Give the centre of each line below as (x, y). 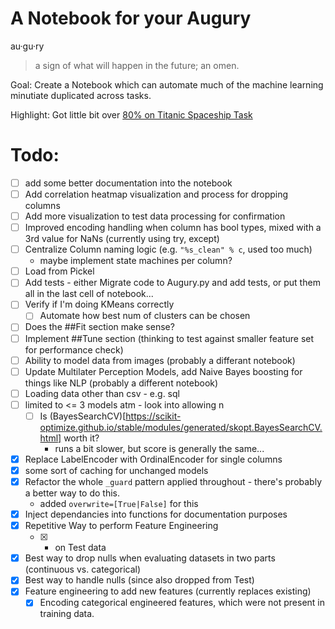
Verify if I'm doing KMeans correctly (99, 304)
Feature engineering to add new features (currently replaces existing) (168, 591)
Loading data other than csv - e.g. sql (102, 393)
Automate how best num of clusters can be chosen (145, 316)
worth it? (81, 438)
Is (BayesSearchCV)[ (83, 416)
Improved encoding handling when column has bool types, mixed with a (173, 228)
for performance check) (74, 349)
